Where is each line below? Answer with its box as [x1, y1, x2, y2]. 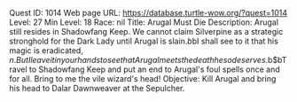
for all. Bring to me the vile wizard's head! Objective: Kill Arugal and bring [9, 74, 277, 83]
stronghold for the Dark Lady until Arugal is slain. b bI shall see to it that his [9, 35, 279, 46]
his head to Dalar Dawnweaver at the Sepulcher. [9, 83, 185, 93]
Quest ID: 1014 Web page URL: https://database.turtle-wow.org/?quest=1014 [9, 8, 288, 18]
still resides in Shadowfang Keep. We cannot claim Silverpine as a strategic [9, 27, 284, 36]
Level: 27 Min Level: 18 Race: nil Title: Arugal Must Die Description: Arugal [9, 17, 279, 27]
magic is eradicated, [9, 45, 84, 56]
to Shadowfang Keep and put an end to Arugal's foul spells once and [29, 64, 281, 75]
